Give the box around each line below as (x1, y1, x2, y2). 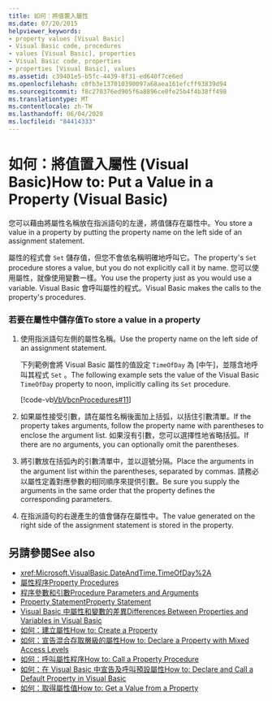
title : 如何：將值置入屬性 (8, 11, 89, 20)
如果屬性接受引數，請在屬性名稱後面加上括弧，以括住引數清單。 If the (19, 412, 252, 422)
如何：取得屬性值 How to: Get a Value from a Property (19, 683, 199, 693)
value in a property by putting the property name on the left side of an (8, 227, 242, 236)
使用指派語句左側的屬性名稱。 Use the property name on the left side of (19, 334, 258, 344)
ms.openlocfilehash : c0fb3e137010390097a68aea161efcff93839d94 (8, 80, 227, 88)
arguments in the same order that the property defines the (19, 486, 215, 495)
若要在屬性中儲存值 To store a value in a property (8, 314, 201, 325)
